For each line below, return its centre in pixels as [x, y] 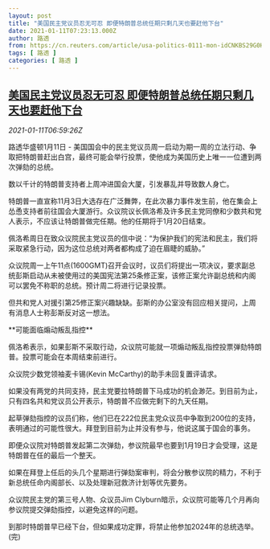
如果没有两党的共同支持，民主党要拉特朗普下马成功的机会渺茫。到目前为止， [135, 391]
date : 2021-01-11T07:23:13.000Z [62, 31]
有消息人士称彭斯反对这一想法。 [61, 312]
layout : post [30, 16]
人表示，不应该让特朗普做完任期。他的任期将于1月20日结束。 [109, 221]
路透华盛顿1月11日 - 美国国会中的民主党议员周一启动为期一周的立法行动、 [129, 146]
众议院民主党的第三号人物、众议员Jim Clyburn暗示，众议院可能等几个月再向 [134, 499]
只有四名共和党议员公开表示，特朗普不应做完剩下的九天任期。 [110, 401]
